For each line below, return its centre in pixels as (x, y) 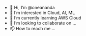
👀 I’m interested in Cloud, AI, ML (42, 13)
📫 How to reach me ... (32, 28)
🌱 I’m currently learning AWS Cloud (45, 18)
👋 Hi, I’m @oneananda (32, 8)
